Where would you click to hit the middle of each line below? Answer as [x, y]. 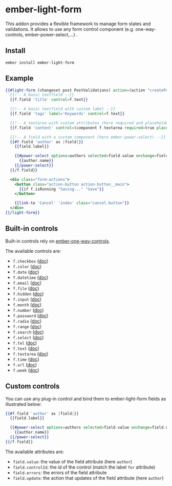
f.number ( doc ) [28, 310]
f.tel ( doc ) [25, 343]
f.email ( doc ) [27, 283]
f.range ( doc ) [27, 326]
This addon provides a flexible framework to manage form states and [78, 24]
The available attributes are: [35, 452]
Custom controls [33, 386]
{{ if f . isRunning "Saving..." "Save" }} [61, 189]
